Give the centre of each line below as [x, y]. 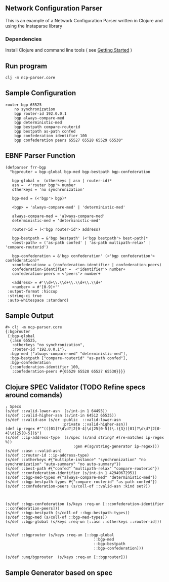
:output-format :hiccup [32, 291]
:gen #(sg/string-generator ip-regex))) [116, 447]
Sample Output [30, 316]
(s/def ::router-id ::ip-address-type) [47, 455]
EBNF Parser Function [40, 156]
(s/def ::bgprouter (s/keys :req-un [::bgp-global [60, 535]
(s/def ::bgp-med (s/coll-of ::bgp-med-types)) [56, 517]
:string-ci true [25, 296]
